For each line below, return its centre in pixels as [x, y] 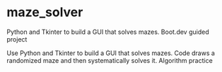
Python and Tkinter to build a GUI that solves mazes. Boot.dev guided [108, 32]
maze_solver [45, 12]
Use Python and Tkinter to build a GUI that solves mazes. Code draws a [111, 53]
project [17, 39]
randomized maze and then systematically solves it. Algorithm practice [110, 60]
